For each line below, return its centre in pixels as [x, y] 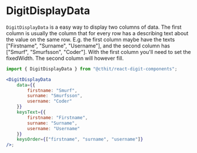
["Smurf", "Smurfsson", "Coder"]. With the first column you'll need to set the [98, 52]
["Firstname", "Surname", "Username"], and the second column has [88, 46]
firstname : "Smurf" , [52, 90]
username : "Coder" [50, 101]
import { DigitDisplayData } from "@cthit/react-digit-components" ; [92, 69]
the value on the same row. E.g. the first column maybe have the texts [91, 39]
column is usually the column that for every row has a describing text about [97, 33]
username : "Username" [54, 128]
